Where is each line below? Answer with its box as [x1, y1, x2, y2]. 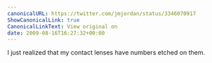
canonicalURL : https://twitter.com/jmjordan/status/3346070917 [7, 10, 197, 17]
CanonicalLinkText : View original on [7, 23, 118, 30]
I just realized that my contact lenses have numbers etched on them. [7, 48, 206, 57]
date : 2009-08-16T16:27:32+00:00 [7, 29, 105, 37]
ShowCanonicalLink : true [7, 17, 80, 24]
